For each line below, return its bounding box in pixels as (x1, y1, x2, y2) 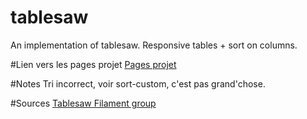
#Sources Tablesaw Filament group (10, 97, 157, 109)
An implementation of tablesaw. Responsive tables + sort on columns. (10, 39, 298, 51)
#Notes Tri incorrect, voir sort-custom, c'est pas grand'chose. (10, 77, 266, 90)
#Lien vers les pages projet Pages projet (10, 58, 177, 70)
